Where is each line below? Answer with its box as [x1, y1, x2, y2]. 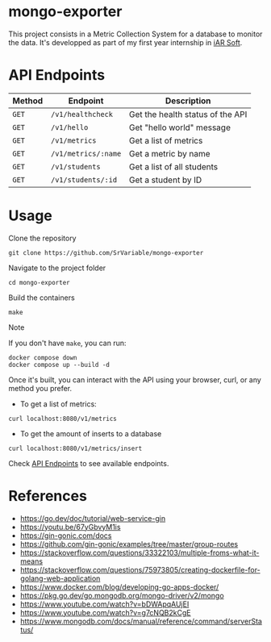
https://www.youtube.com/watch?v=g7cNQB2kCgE [19, 607, 191, 617]
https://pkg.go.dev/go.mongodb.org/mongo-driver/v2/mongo [19, 590, 224, 600]
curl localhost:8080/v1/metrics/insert [8, 444, 143, 452]
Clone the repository [8, 233, 77, 243]
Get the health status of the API [128, 108, 248, 119]
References [8, 487, 87, 505]
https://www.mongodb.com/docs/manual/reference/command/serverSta [19, 616, 262, 626]
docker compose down [8, 353, 78, 361]
